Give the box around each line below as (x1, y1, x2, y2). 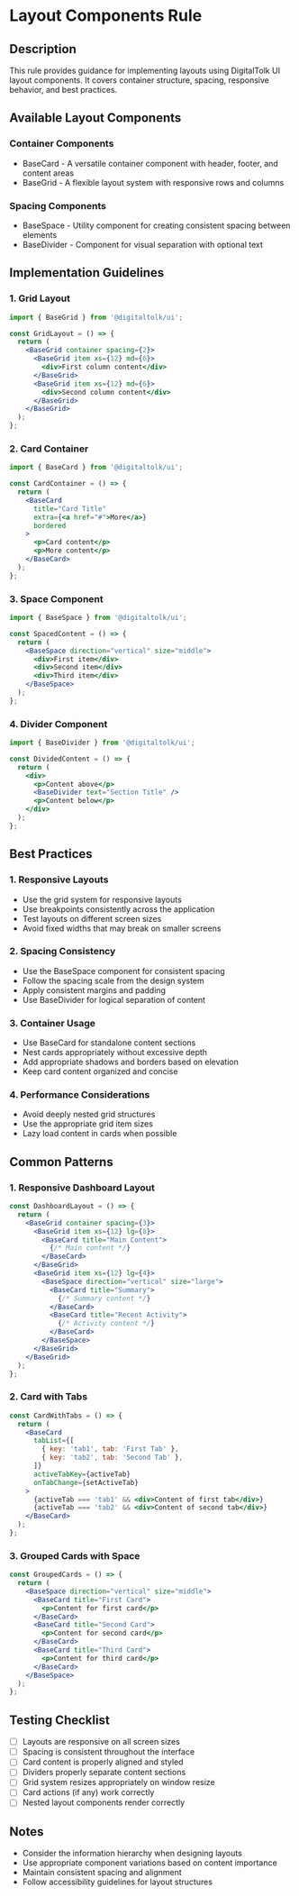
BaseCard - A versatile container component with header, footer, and (22, 158, 279, 169)
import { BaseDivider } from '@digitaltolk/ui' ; (9, 738, 195, 748)
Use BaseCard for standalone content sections (22, 1037, 196, 1048)
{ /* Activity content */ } (57, 1319, 155, 1328)
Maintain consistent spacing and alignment (22, 1867, 182, 1878)
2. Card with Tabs (9, 1390, 88, 1403)
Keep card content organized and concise (22, 1066, 178, 1077)
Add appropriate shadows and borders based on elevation (22, 1056, 239, 1068)
